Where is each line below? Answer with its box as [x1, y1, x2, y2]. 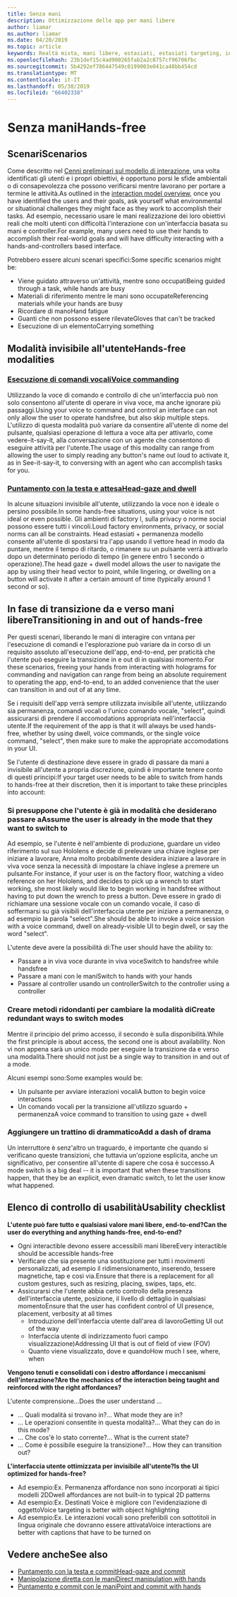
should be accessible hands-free [17, 1249, 114, 1257]
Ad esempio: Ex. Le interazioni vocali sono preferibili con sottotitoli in [17, 1513, 217, 1521]
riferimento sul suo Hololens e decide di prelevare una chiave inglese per [7, 847, 220, 855]
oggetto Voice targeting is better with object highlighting [17, 1505, 180, 1514]
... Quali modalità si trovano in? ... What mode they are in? [17, 1410, 183, 1419]
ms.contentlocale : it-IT [7, 76, 80, 83]
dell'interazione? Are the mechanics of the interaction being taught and [7, 1376, 220, 1384]
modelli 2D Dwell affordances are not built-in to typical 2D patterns [17, 1490, 210, 1499]
